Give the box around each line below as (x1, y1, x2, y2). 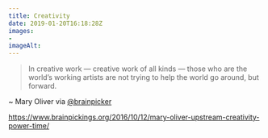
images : (8, 27, 35, 35)
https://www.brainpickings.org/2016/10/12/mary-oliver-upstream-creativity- (8, 112, 260, 122)
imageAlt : (8, 42, 42, 50)
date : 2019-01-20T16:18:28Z (8, 19, 103, 27)
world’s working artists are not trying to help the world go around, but (27, 73, 260, 82)
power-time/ (8, 121, 50, 131)
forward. (27, 82, 57, 91)
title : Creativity (8, 11, 70, 20)
